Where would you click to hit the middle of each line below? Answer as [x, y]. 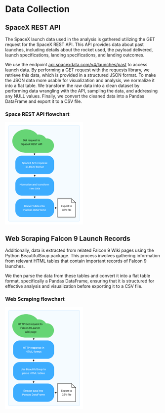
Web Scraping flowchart [35, 299]
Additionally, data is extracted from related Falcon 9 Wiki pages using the [80, 250]
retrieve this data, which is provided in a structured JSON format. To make [81, 75]
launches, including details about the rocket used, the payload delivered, [79, 50]
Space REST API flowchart [37, 114]
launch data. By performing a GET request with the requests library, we [77, 70]
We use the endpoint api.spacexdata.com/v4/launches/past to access [76, 65]
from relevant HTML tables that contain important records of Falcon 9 [76, 261]
